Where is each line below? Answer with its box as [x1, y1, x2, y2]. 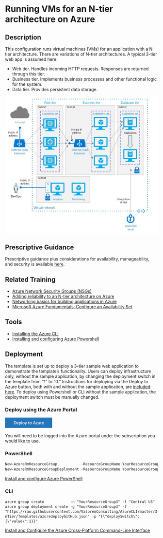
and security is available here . [5, 261, 65, 267]
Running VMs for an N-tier [5, 3, 113, 15]
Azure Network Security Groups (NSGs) [12, 288, 92, 294]
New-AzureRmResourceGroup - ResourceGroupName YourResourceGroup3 [5, 462, 162, 467]
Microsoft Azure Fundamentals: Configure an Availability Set [12, 304, 132, 310]
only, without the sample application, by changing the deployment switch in [5, 373, 156, 379]
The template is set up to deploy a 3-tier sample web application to [5, 363, 139, 369]
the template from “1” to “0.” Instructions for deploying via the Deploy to [5, 378, 148, 384]
